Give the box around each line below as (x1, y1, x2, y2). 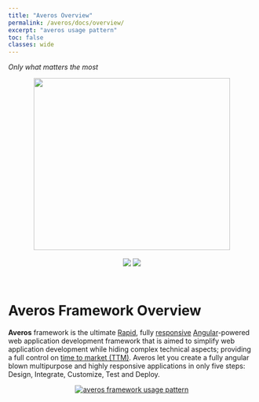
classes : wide (8, 41, 55, 49)
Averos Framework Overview (8, 302, 202, 319)
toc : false (8, 33, 44, 42)
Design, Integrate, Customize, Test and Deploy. (8, 370, 161, 379)
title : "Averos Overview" (8, 11, 93, 20)
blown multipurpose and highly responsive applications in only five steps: (8, 361, 246, 371)
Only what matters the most (8, 62, 99, 72)
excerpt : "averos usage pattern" (8, 26, 118, 34)
